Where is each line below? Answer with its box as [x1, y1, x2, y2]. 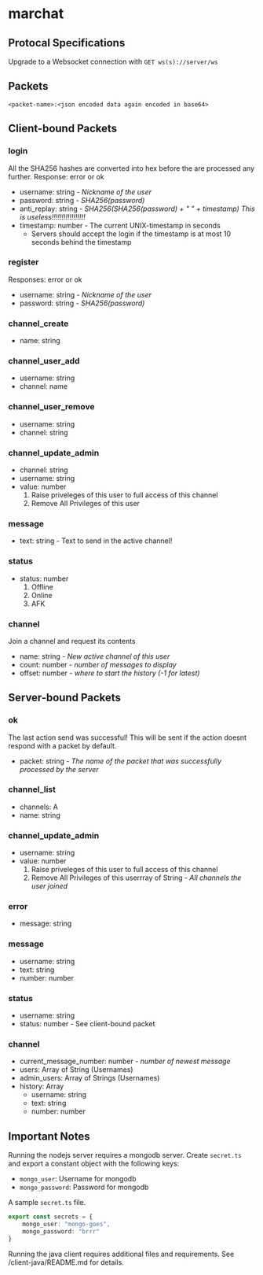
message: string [19, 918, 72, 929]
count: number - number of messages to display [19, 660, 177, 669]
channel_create [8, 318, 69, 329]
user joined [31, 881, 68, 891]
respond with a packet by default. [8, 741, 117, 750]
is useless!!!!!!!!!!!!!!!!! [19, 212, 86, 221]
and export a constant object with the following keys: [8, 1159, 180, 1169]
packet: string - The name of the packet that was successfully [19, 756, 222, 766]
